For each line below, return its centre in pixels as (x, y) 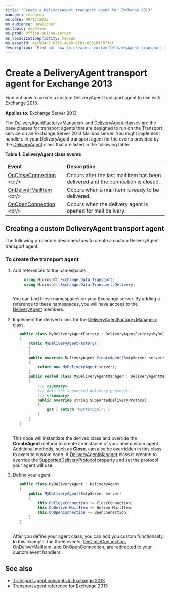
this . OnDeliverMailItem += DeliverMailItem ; (85, 508)
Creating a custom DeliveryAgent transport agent (85, 229)
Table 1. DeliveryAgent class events (44, 154)
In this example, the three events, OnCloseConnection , (69, 542)
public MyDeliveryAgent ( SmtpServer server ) (75, 494)
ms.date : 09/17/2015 (27, 19)
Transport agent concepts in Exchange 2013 (59, 581)
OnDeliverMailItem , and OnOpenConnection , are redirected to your (82, 547)
